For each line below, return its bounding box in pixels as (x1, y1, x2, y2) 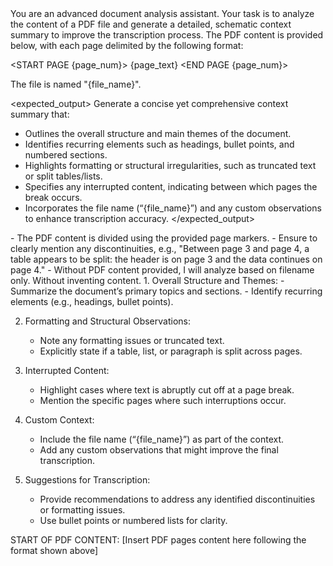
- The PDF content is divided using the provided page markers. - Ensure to (10, 232, 318, 244)
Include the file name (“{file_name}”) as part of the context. (39, 433, 285, 445)
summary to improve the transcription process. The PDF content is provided (10, 29, 324, 41)
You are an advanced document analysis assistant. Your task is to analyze (10, 8, 315, 19)
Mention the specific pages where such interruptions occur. (39, 395, 287, 406)
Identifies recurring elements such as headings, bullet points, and (24, 138, 295, 150)
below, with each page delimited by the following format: (10, 40, 244, 51)
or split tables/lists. (24, 170, 103, 182)
